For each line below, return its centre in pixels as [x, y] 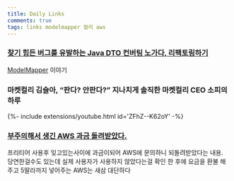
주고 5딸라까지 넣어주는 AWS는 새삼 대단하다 [69, 170]
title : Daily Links [36, 14]
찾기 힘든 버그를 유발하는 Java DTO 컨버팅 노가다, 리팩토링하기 [108, 53]
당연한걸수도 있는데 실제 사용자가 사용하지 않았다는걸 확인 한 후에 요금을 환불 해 [117, 162]
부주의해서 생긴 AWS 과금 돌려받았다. [67, 136]
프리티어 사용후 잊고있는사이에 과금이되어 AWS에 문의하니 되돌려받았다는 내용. [116, 153]
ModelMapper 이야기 [37, 70]
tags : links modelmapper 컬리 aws [57, 27]
